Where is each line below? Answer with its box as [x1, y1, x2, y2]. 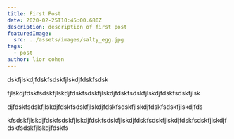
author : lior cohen [7, 56, 65, 63]
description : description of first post [7, 23, 128, 30]
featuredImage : [7, 29, 52, 37]
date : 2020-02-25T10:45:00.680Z [7, 17, 102, 24]
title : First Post [7, 10, 61, 18]
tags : [7, 43, 23, 50]
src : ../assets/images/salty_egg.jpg [13, 37, 124, 44]
